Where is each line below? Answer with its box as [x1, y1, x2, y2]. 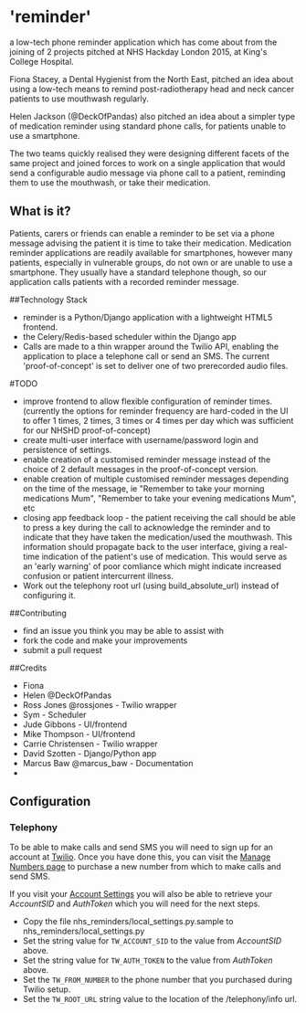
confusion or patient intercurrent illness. [22, 570, 174, 581]
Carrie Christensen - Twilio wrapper [22, 738, 158, 749]
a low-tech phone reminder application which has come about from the [9, 37, 278, 47]
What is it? [9, 204, 71, 219]
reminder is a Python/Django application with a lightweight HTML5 [22, 311, 273, 322]
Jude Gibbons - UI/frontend [22, 719, 128, 730]
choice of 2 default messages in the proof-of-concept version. [22, 463, 259, 474]
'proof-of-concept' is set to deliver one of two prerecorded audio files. [22, 360, 289, 371]
